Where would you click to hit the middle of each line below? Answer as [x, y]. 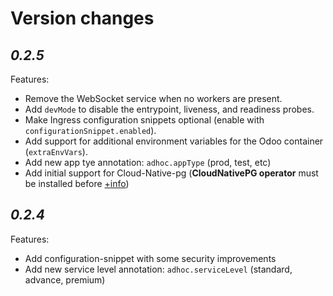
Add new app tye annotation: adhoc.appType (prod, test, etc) [148, 162]
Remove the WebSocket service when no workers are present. [153, 98]
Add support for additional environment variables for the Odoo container [174, 141]
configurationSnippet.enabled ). [90, 130]
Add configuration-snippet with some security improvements [150, 258]
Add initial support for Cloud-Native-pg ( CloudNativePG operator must [171, 173]
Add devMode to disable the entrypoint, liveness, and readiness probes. [169, 109]
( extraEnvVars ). [56, 151]
